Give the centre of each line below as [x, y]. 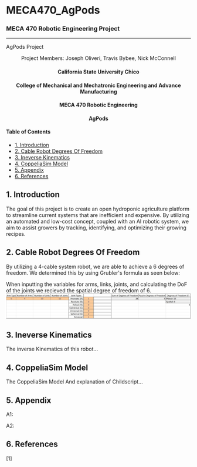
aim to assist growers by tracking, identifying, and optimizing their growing [96, 228]
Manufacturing [98, 91]
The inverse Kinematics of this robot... [52, 349]
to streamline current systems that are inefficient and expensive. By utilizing [98, 215]
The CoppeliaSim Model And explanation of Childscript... [74, 382]
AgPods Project [25, 47]
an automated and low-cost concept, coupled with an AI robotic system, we [98, 221]
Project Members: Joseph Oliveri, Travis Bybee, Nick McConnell [98, 58]
